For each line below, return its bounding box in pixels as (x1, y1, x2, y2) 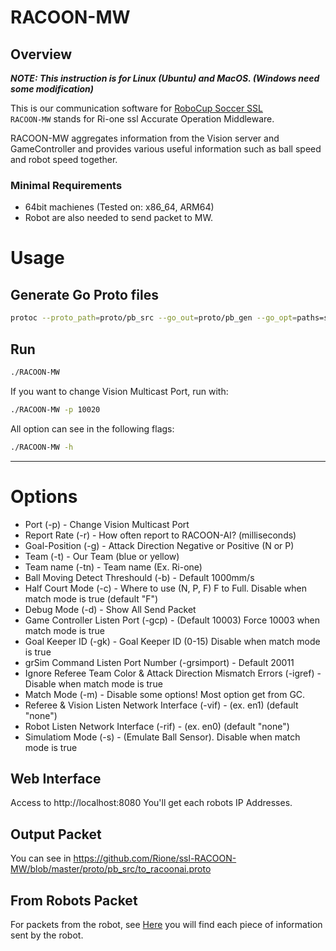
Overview (10, 46, 73, 63)
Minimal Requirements (10, 178, 123, 192)
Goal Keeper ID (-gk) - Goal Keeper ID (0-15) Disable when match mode (24, 635, 321, 647)
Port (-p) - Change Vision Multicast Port (24, 518, 190, 530)
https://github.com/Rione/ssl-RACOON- (73, 852, 237, 865)
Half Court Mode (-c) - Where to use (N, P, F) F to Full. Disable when (24, 582, 307, 594)
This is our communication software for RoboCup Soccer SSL (10, 102, 263, 114)
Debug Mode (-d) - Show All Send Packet (24, 603, 197, 615)
